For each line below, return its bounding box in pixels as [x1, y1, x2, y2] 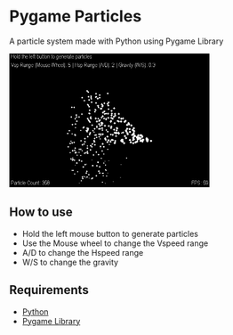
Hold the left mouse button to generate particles [21, 228, 198, 239]
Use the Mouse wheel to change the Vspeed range [21, 238, 209, 249]
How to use [9, 205, 73, 220]
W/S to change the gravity [21, 257, 118, 267]
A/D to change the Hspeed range [21, 247, 144, 257]
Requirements [9, 282, 89, 298]
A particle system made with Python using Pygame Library [9, 36, 224, 46]
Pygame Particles [9, 6, 142, 27]
